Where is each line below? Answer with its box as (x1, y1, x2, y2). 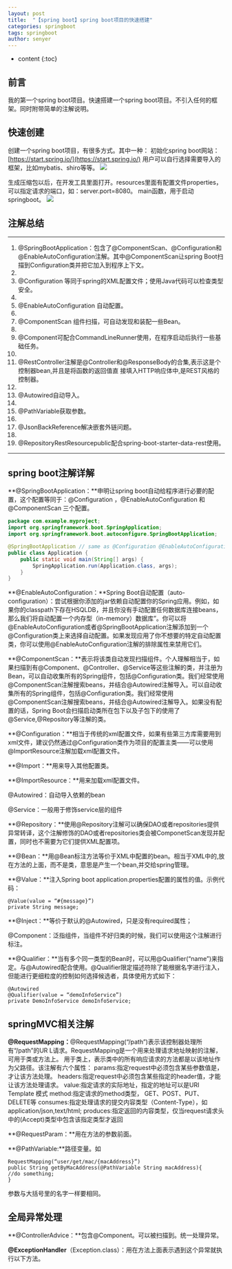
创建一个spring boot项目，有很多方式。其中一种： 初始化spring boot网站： (8, 146, 220, 154)
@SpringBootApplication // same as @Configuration (8, 543, 156, 550)
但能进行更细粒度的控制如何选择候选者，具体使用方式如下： (8, 972, 177, 980)
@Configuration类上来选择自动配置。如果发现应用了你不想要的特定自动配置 (8, 631, 222, 640)
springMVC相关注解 (8, 1018, 94, 1030)
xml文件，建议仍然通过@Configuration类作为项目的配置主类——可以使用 (8, 738, 213, 747)
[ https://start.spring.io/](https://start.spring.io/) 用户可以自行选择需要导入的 (8, 154, 221, 163)
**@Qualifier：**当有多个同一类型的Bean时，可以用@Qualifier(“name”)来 (8, 955, 218, 963)
